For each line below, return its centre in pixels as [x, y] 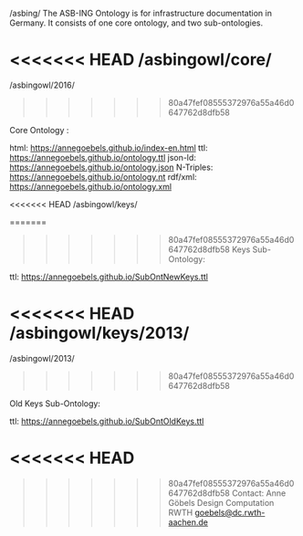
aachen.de [188, 522]
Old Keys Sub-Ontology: [55, 403]
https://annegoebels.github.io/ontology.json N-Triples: [111, 167]
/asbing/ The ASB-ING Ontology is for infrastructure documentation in [141, 13]
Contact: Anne [259, 493]
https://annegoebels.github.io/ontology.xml [90, 186]
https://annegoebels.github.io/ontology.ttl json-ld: [103, 157]
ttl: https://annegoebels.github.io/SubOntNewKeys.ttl [109, 277]
